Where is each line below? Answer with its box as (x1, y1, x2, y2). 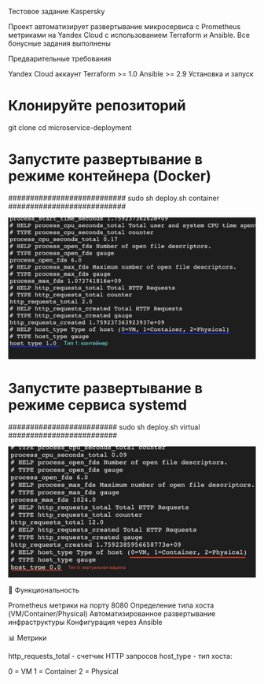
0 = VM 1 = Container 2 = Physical (8, 667, 119, 676)
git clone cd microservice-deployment (8, 122, 132, 132)
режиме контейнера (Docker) (8, 167, 211, 185)
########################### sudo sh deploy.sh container (8, 193, 220, 203)
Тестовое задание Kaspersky (8, 7, 105, 16)
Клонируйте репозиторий (8, 97, 186, 115)
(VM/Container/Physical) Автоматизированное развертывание (8, 609, 216, 619)
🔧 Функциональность (8, 585, 80, 595)
